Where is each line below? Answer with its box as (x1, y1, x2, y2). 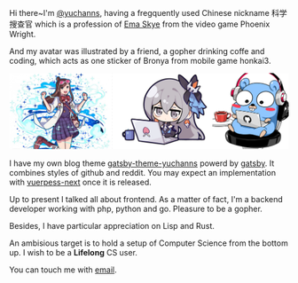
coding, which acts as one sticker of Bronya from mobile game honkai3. (9, 56, 271, 66)
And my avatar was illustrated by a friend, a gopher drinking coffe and (9, 46, 265, 56)
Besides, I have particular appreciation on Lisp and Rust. (9, 221, 216, 232)
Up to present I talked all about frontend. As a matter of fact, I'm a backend (9, 194, 284, 205)
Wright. (9, 29, 36, 39)
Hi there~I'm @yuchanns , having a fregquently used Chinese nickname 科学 (9, 8, 287, 18)
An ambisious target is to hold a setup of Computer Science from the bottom (9, 238, 288, 248)
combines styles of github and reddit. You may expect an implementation (9, 168, 277, 178)
